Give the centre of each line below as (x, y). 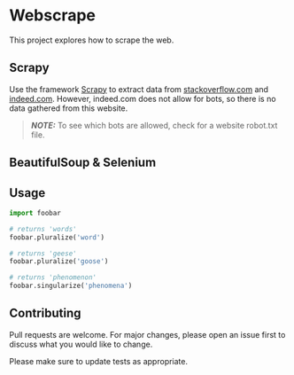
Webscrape (52, 16)
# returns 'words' (43, 229)
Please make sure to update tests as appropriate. (99, 361)
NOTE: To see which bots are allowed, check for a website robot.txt (154, 125)
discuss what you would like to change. (81, 344)
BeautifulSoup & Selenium (83, 163)
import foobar (35, 213)
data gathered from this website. (69, 108)
